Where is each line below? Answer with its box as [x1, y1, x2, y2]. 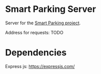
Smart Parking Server [5, 3, 96, 15]
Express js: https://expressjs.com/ [5, 63, 75, 69]
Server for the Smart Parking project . [5, 20, 81, 26]
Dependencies [5, 47, 67, 58]
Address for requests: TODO [5, 29, 64, 35]
